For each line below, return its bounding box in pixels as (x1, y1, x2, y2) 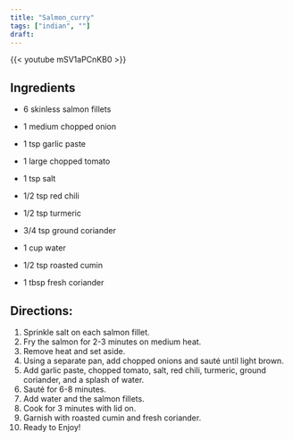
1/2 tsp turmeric (22, 208, 81, 219)
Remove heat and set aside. (22, 346, 126, 356)
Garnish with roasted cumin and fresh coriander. (22, 412, 202, 423)
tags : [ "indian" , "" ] (10, 21, 91, 30)
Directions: (10, 303, 73, 318)
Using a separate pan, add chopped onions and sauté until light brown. (22, 355, 284, 366)
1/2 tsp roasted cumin (22, 260, 104, 271)
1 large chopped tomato (22, 156, 111, 166)
